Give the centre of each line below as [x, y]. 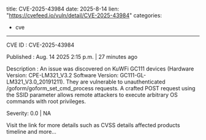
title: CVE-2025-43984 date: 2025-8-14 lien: [63, 9]
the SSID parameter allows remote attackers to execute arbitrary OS [92, 95]
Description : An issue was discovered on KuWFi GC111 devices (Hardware [100, 69]
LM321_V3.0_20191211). [36, 82]
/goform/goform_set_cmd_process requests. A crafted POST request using [101, 88]
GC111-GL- [133, 75]
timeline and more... [32, 132]
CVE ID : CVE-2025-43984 [40, 45]
